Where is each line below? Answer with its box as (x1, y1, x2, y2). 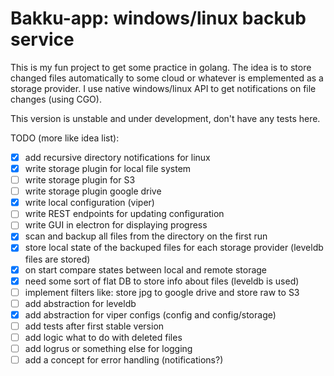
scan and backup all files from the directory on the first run (24, 230, 268, 242)
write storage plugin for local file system (24, 163, 192, 174)
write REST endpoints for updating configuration (24, 208, 225, 220)
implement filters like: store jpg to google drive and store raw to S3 (24, 286, 300, 298)
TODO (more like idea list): (10, 132, 120, 144)
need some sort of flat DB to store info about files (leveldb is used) (24, 275, 300, 287)
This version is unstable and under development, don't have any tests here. (10, 112, 321, 124)
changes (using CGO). (10, 93, 102, 105)
